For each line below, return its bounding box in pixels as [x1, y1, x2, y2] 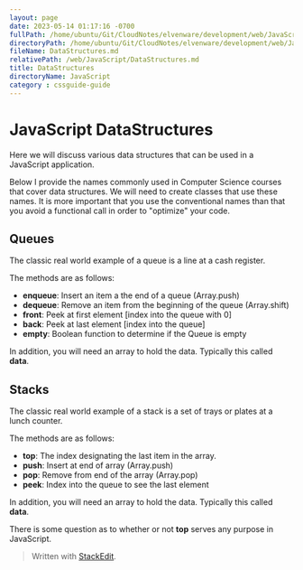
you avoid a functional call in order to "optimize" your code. [9, 205, 231, 216]
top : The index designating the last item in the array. [22, 451, 216, 462]
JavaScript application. [9, 159, 95, 170]
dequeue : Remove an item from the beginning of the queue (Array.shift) [22, 300, 290, 311]
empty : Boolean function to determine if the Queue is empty [22, 329, 247, 340]
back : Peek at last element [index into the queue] [22, 319, 206, 330]
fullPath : [9, 30, 47, 39]
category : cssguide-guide [9, 80, 111, 89]
